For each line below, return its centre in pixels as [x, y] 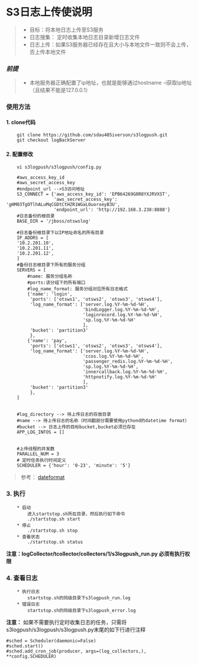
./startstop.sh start [54, 519]
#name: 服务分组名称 [50, 276]
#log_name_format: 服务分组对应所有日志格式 [78, 289]
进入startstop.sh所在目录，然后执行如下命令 [76, 514]
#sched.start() [25, 646]
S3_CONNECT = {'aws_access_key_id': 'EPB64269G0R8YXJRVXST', [93, 194]
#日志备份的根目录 [36, 216]
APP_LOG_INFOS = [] [41, 432]
